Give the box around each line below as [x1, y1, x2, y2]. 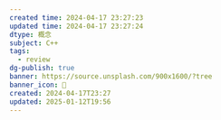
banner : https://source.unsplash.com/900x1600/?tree [9, 72, 213, 81]
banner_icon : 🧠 [9, 80, 67, 89]
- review [17, 55, 51, 64]
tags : [9, 47, 30, 56]
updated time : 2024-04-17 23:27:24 [9, 22, 144, 31]
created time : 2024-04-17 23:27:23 [9, 13, 144, 23]
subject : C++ [9, 38, 59, 48]
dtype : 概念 [9, 30, 52, 39]
